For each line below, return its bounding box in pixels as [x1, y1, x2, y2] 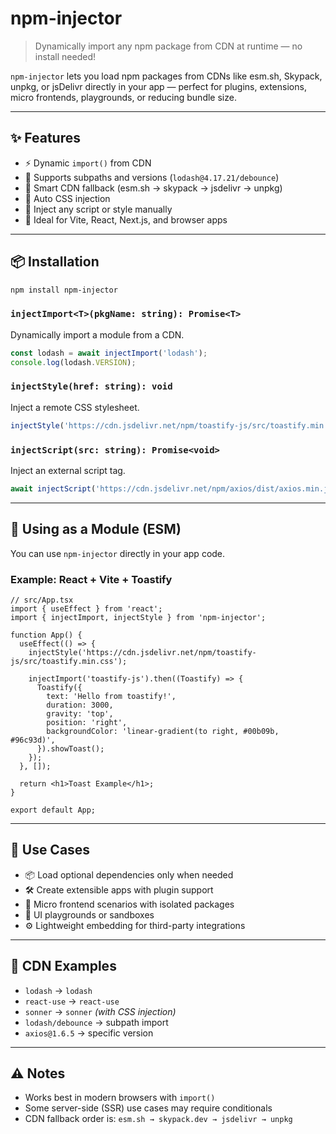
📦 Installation [10, 253, 100, 271]
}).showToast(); [36, 743, 105, 754]
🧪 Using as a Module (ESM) [10, 521, 182, 538]
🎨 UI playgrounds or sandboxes [24, 908, 155, 921]
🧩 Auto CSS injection [24, 192, 111, 204]
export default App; [10, 805, 97, 815]
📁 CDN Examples [10, 958, 117, 975]
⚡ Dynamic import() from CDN [24, 157, 152, 169]
